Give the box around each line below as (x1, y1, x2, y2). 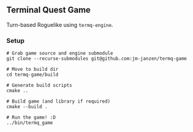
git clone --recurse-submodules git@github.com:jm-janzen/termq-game (6, 56, 188, 62)
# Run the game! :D (6, 114, 56, 121)
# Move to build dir (6, 67, 59, 73)
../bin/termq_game (6, 120, 53, 126)
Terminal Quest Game (6, 5, 91, 15)
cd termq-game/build (6, 71, 59, 78)
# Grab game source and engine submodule (6, 50, 114, 57)
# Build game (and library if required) (6, 98, 111, 105)
